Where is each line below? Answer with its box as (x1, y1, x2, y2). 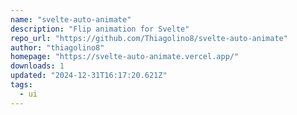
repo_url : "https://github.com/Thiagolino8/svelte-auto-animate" (10, 33, 288, 43)
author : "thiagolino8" (10, 42, 105, 53)
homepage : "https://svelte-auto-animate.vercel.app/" (10, 52, 240, 62)
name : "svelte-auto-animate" (10, 14, 132, 25)
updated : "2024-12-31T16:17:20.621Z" (10, 71, 168, 81)
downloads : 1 (10, 61, 65, 71)
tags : (10, 80, 33, 90)
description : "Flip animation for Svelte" (10, 24, 190, 34)
